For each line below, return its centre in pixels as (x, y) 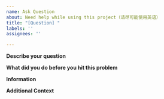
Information (21, 79)
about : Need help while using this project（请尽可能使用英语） (83, 17)
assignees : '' (24, 34)
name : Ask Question (31, 12)
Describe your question (36, 56)
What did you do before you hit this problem (62, 68)
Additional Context (30, 91)
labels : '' (20, 28)
